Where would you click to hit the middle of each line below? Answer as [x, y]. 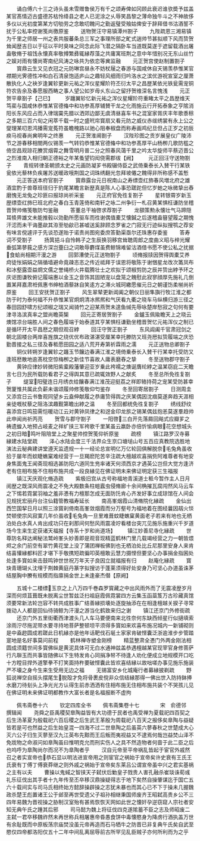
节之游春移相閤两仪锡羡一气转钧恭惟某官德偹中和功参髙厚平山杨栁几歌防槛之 [100, 143]
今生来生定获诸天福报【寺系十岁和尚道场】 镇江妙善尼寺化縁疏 [93, 531]
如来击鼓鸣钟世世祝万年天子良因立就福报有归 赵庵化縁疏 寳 [109, 560]
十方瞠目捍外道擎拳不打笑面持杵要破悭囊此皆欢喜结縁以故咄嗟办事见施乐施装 [100, 663]
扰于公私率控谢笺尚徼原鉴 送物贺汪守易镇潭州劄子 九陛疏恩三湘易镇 [99, 31]
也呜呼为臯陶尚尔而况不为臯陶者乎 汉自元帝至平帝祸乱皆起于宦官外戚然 [98, 750]
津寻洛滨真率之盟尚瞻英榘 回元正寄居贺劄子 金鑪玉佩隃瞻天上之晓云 [99, 314]
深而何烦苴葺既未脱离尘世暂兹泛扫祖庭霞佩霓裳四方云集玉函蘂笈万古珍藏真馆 [100, 596]
